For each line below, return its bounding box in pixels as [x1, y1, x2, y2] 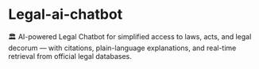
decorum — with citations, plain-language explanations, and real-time [8, 43, 237, 53]
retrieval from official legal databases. [8, 51, 133, 60]
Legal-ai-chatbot [8, 5, 123, 24]
